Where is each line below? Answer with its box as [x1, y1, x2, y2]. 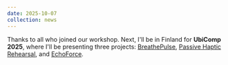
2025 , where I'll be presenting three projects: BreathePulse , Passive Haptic [7, 42, 222, 51]
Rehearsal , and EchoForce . [7, 49, 84, 58]
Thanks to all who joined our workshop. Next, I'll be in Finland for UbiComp [7, 35, 221, 43]
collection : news [7, 16, 57, 23]
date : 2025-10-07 [7, 10, 57, 17]
